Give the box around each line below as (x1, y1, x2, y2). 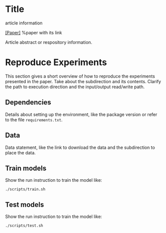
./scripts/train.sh (5, 187, 46, 192)
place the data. (5, 149, 36, 155)
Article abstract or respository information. (5, 39, 92, 45)
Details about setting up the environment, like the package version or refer (5, 111, 158, 117)
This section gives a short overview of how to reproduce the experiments (5, 73, 155, 79)
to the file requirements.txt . (5, 116, 63, 122)
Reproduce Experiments (5, 57, 107, 68)
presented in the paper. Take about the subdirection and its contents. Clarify (5, 78, 162, 84)
